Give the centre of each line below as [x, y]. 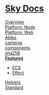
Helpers [13, 82]
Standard [14, 87]
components [18, 48]
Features [14, 58]
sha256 [13, 53]
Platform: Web [19, 32]
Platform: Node [20, 27]
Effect [18, 73]
